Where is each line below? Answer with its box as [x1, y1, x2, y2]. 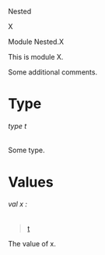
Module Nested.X [8, 37, 65, 46]
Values [8, 173, 54, 191]
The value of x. [8, 239, 57, 248]
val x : [8, 199, 28, 209]
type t [8, 121, 27, 130]
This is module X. [8, 53, 64, 61]
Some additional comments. [8, 67, 98, 77]
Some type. [8, 145, 45, 155]
